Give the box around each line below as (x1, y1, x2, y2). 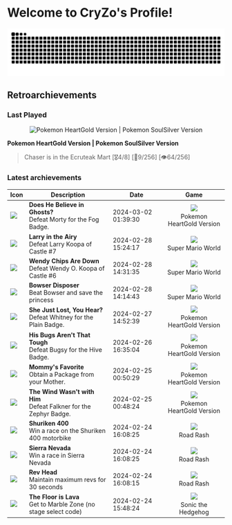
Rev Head (28, 468, 57, 476)
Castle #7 (28, 247, 57, 256)
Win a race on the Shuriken (28, 427, 106, 435)
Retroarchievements (7, 89, 97, 101)
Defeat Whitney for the (28, 313, 94, 321)
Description (50, 190, 86, 199)
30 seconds (28, 483, 64, 491)
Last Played (7, 110, 47, 119)
